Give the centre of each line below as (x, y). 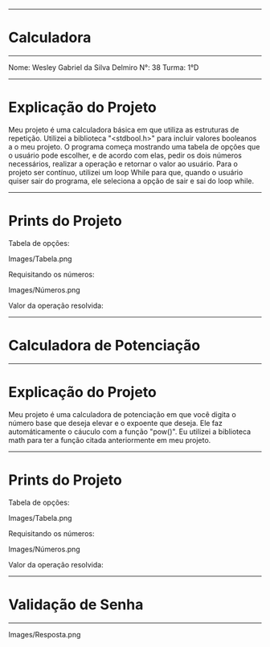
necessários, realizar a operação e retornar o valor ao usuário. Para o (123, 164)
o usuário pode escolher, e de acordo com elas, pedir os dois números (125, 155)
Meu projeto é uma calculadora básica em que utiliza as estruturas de (124, 129)
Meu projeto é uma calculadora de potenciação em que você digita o (123, 414)
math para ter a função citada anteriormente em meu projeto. (110, 440)
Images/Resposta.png (45, 634)
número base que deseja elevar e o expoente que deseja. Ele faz (115, 423)
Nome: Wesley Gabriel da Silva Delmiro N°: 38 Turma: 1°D (104, 67)
